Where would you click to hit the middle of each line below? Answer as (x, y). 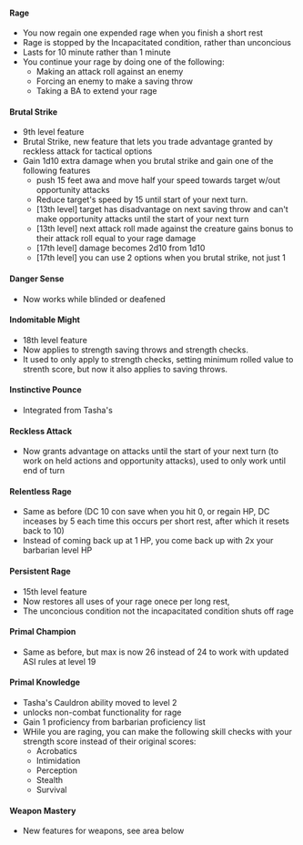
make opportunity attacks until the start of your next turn (142, 219)
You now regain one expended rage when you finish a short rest (143, 33)
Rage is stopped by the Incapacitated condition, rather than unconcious (157, 43)
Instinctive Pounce (45, 390)
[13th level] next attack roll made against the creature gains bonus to (165, 229)
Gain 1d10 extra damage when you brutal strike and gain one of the (148, 161)
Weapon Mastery (43, 810)
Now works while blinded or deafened (94, 299)
